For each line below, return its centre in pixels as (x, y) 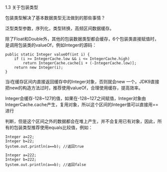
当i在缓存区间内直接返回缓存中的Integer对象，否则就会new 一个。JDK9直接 (82, 82)
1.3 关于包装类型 (22, 7)
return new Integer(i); (39, 67)
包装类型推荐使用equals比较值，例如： (53, 127)
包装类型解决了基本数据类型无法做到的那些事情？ (55, 18)
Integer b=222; (21, 160)
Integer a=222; (21, 155)
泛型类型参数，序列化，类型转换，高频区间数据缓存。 (60, 28)
